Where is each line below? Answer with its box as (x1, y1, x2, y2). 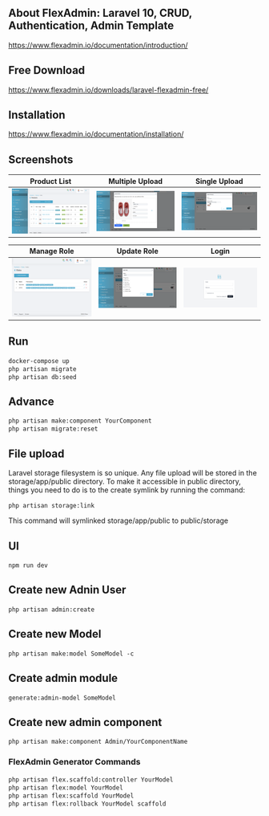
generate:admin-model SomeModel (8, 694, 116, 702)
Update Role (116, 247, 159, 256)
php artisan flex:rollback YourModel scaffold (8, 799, 167, 808)
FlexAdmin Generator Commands (8, 757, 141, 768)
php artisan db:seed (8, 373, 78, 381)
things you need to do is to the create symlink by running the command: (8, 485, 246, 495)
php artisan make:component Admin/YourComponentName (8, 738, 188, 746)
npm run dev (8, 561, 48, 569)
